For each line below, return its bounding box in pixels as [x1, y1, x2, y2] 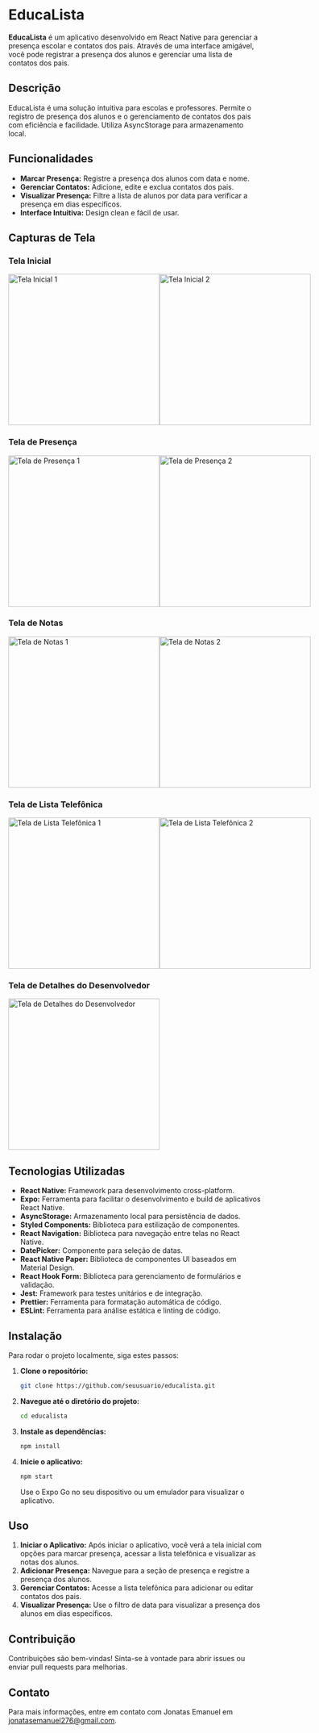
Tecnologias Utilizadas [8, 1164, 126, 1178]
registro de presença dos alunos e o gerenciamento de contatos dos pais [8, 111, 251, 121]
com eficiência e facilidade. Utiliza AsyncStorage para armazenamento [8, 119, 244, 130]
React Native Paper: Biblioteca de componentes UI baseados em [19, 1255, 237, 1264]
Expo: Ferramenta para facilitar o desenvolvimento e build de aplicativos [19, 1194, 261, 1204]
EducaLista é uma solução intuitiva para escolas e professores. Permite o [8, 102, 252, 112]
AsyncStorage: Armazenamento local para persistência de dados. [19, 1212, 241, 1221]
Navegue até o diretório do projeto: [19, 1396, 139, 1405]
